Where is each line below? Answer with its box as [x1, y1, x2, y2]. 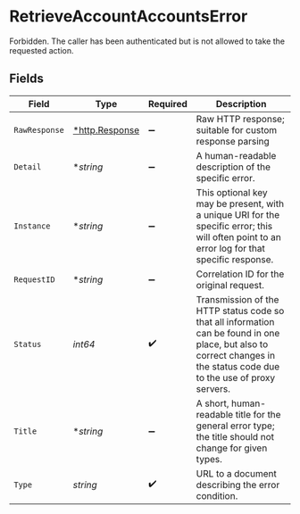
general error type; [196, 419, 275, 432]
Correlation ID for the [196, 268, 285, 280]
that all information [196, 315, 275, 327]
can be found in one [196, 327, 280, 339]
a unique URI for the [196, 208, 279, 220]
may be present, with [196, 197, 284, 210]
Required [147, 97, 187, 110]
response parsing [196, 135, 270, 147]
